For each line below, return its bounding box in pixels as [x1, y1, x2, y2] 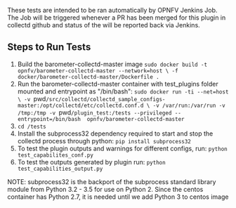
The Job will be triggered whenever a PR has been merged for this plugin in [7, 13, 226, 22]
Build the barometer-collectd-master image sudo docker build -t [17, 60, 208, 68]
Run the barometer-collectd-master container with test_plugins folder [17, 79, 219, 88]
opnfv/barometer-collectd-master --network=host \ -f [17, 67, 178, 74]
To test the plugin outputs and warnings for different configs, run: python [17, 144, 228, 152]
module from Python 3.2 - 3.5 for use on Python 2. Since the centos [7, 185, 204, 193]
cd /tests [17, 123, 47, 130]
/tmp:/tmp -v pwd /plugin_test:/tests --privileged [17, 108, 172, 117]
